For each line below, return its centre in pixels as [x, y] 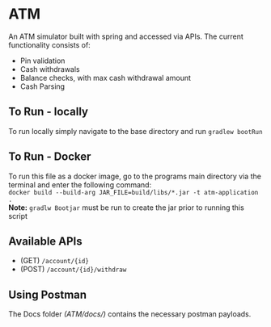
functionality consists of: [49, 44]
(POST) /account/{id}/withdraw [73, 269]
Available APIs [45, 241]
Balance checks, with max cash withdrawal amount [106, 78]
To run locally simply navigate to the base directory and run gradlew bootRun [135, 131]
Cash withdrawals [50, 69]
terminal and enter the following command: [80, 184]
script [18, 216]
